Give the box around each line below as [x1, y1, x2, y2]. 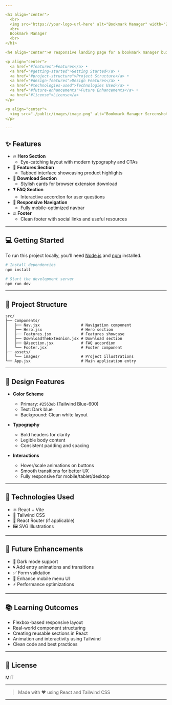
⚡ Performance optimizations [12, 581, 74, 587]
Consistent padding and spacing [20, 442, 89, 449]
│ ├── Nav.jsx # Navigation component [5, 323, 132, 328]
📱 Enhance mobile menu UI [12, 575, 70, 581]
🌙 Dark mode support [12, 558, 58, 565]
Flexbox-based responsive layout [12, 619, 83, 626]
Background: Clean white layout [20, 412, 88, 418]
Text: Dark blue [20, 406, 53, 412]
